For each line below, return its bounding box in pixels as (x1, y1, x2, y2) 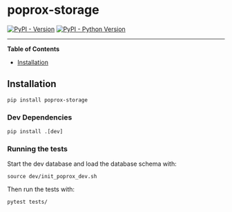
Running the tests (7, 144, 68, 153)
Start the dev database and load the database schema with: (7, 160, 177, 168)
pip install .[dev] (7, 128, 64, 135)
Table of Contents (7, 44, 60, 53)
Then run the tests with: (7, 185, 75, 193)
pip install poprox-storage (7, 96, 88, 104)
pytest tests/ (7, 199, 48, 206)
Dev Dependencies (7, 113, 72, 122)
